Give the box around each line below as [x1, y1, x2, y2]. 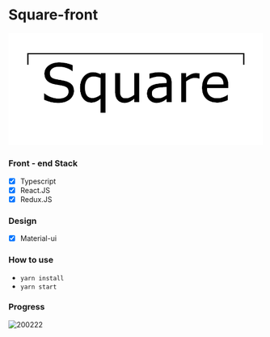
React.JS [19, 185, 51, 195]
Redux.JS [19, 194, 53, 204]
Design [8, 215, 37, 226]
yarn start [19, 283, 57, 291]
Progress [8, 301, 45, 313]
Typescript [19, 176, 57, 186]
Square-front [8, 6, 99, 24]
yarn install [19, 274, 65, 282]
